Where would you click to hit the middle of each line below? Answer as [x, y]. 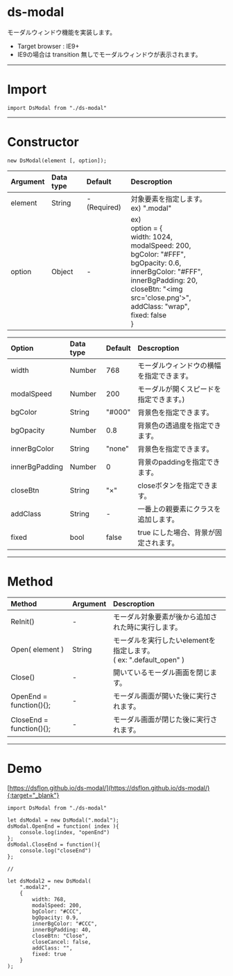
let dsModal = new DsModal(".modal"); [63, 820]
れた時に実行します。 [148, 627]
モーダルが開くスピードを [179, 389]
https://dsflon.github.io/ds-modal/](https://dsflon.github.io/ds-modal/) [110, 787]
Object [62, 271]
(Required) [104, 207]
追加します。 [158, 519]
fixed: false [149, 315]
